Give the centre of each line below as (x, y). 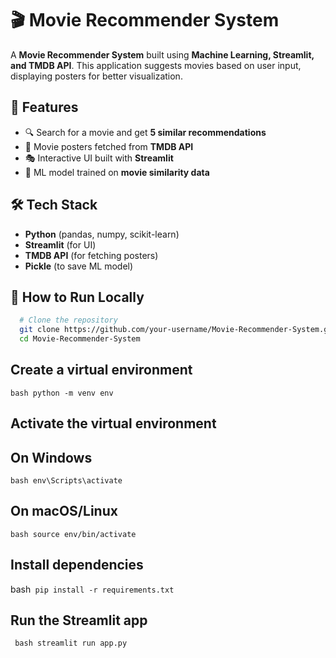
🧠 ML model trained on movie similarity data (117, 172)
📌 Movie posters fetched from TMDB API (109, 146)
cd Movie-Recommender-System (80, 339)
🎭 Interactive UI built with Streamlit (99, 158)
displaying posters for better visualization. (96, 76)
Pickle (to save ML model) (79, 266)
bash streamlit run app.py (71, 643)
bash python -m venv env (62, 393)
